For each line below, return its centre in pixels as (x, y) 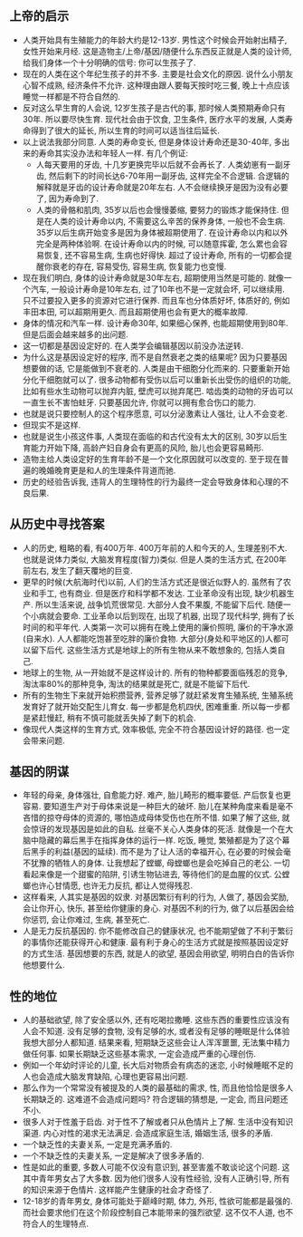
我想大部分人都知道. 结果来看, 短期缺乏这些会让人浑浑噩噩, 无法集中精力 (156, 1043)
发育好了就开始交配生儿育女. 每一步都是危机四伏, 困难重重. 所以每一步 (152, 706)
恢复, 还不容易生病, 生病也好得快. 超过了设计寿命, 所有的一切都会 (164, 255)
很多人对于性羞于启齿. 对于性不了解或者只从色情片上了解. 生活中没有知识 (158, 1122)
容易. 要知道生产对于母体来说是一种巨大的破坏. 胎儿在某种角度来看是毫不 (158, 807)
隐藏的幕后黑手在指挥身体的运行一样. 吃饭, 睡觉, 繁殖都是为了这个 (160, 840)
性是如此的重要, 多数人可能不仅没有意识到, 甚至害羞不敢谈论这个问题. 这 (156, 1167)
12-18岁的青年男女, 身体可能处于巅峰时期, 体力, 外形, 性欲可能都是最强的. (157, 1201)
